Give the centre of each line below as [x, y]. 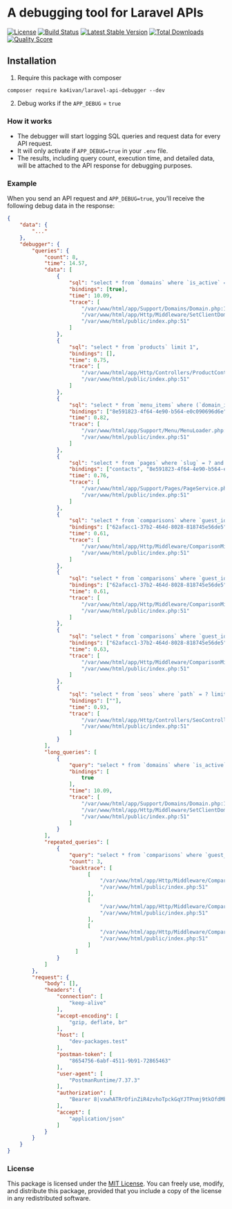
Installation [32, 61]
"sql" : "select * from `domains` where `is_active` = [148, 283]
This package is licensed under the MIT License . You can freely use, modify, [116, 1183]
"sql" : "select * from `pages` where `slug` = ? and [146, 463]
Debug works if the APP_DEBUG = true [69, 103]
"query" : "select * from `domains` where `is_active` [148, 765]
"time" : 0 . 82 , [89, 418]
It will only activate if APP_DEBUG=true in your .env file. [93, 151]
